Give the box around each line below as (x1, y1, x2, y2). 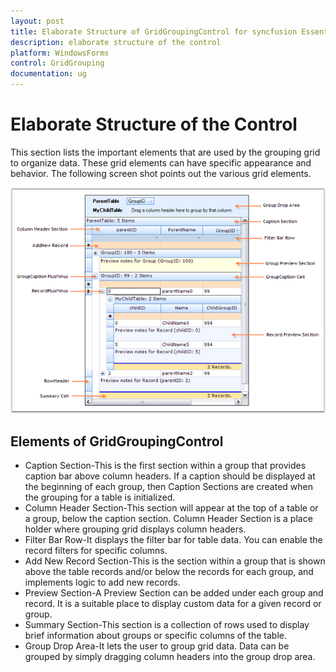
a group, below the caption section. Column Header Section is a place (24, 512, 313, 524)
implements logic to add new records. (24, 576, 181, 588)
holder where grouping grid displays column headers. (24, 523, 247, 535)
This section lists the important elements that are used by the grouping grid (10, 146, 321, 158)
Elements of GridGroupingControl (10, 433, 224, 450)
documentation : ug (10, 69, 87, 79)
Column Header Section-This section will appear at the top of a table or (24, 501, 319, 514)
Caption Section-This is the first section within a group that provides (24, 459, 307, 471)
